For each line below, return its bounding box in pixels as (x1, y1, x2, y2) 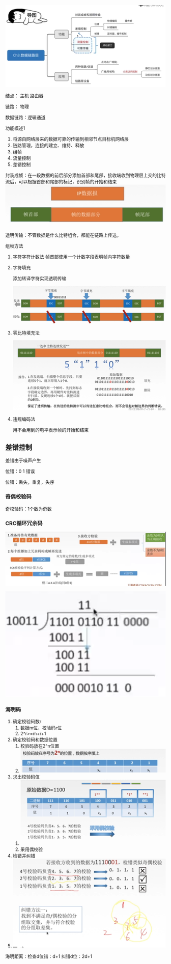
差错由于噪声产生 (5, 457, 41, 463)
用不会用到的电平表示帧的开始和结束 (12, 427, 89, 433)
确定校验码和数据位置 (12, 736, 58, 742)
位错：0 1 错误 (5, 469, 35, 475)
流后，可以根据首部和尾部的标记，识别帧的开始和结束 (5, 179, 117, 185)
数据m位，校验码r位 (20, 725, 62, 731)
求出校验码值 (12, 774, 40, 780)
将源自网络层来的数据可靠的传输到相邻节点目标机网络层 (12, 136, 129, 142)
